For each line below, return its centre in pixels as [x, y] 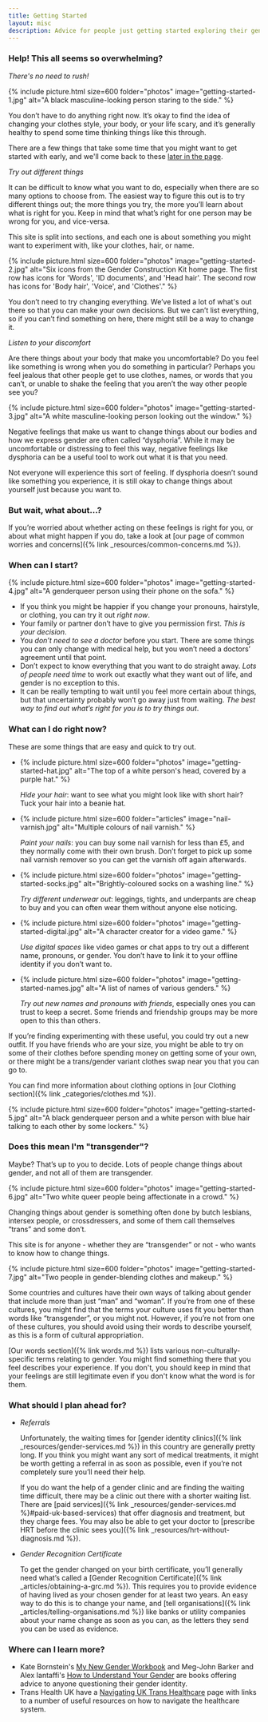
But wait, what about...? [55, 510]
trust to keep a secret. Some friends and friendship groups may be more [138, 1012]
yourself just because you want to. [65, 489]
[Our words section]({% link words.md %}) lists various [99, 1350]
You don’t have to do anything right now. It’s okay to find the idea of [119, 115]
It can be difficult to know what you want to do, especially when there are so [134, 187]
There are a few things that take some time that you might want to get [123, 148]
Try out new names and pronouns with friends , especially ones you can [138, 1003]
